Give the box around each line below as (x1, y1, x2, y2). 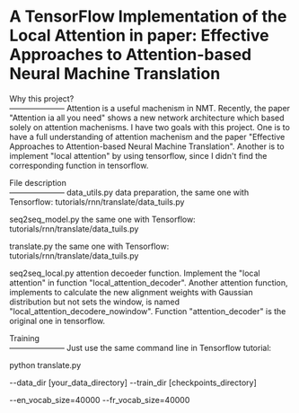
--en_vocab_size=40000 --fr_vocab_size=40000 (9, 394, 190, 405)
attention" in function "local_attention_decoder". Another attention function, (9, 277, 289, 288)
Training (9, 332, 40, 343)
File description (9, 177, 67, 188)
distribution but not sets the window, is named (9, 296, 180, 307)
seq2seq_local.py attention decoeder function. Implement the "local (9, 268, 260, 278)
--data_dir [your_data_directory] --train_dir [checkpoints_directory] (9, 377, 258, 388)
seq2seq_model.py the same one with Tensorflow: (9, 214, 196, 224)
